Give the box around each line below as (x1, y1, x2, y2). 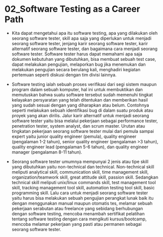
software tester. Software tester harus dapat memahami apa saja (11, 51, 142, 57)
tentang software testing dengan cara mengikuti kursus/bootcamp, (11, 216, 147, 222)
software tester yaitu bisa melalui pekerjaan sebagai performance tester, (11, 118, 158, 124)
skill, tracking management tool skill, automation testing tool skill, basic (11, 184, 155, 190)
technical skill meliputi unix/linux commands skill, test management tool (11, 179, 156, 185)
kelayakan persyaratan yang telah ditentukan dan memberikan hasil (11, 97, 148, 103)
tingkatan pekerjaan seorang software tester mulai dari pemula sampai (11, 128, 154, 134)
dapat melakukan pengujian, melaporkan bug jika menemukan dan (11, 61, 146, 67)
